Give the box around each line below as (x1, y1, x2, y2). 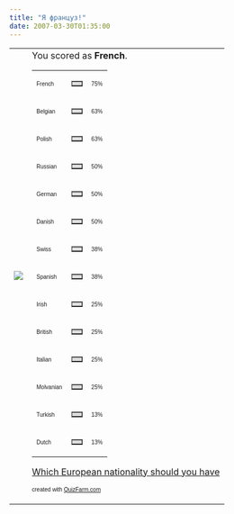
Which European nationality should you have (31, 465, 220, 478)
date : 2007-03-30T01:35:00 (9, 22, 111, 31)
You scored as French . (31, 49, 128, 61)
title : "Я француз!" (9, 13, 87, 23)
